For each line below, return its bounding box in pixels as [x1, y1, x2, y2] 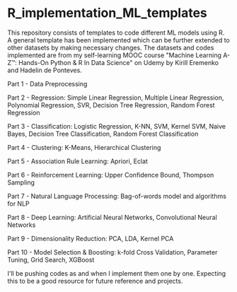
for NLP [7, 199, 30, 208]
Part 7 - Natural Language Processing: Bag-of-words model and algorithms [7, 192, 226, 200]
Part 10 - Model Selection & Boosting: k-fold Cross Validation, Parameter [7, 247, 218, 256]
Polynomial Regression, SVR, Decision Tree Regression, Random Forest [7, 100, 215, 109]
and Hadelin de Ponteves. [7, 66, 83, 74]
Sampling [7, 178, 35, 187]
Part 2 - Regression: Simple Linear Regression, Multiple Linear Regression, [7, 93, 224, 102]
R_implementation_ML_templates [7, 5, 207, 21]
